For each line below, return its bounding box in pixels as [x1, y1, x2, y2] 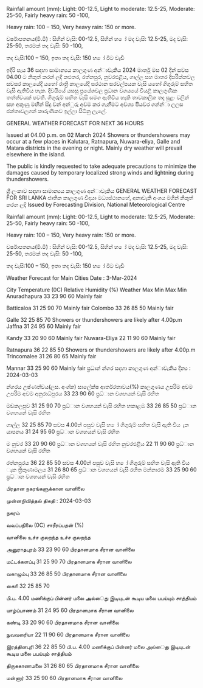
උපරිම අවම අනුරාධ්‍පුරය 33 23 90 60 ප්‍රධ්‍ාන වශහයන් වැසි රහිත [6, 390, 160, 397]
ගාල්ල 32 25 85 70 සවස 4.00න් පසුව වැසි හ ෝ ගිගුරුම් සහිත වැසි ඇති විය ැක [6, 421, 190, 428]
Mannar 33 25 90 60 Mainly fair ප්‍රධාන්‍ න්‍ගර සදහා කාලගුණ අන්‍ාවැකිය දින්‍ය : [6, 364, 191, 372]
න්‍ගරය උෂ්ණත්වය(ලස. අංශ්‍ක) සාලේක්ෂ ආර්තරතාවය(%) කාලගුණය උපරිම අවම [6, 383, 193, 390]
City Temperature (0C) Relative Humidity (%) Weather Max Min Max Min [6, 286, 187, 293]
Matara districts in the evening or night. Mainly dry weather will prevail [6, 144, 182, 151]
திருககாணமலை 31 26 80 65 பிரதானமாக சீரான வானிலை [6, 662, 140, 669]
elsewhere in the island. [6, 151, 66, 158]
